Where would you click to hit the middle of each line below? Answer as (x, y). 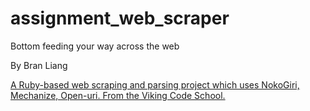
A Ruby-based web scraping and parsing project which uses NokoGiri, (155, 84)
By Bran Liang (39, 65)
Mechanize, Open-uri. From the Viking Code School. (118, 95)
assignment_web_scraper (120, 18)
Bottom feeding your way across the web (95, 46)
